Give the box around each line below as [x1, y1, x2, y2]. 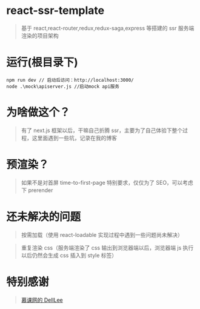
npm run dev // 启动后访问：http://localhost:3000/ [6, 77, 135, 83]
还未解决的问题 [6, 210, 81, 224]
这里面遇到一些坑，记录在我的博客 [32, 134, 117, 141]
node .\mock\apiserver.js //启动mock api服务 [6, 83, 120, 90]
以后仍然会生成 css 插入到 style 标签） [21, 251, 118, 259]
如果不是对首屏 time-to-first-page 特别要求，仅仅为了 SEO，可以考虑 [21, 179, 194, 186]
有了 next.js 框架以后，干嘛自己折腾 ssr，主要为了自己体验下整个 [21, 127, 183, 134]
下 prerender [21, 186, 53, 194]
